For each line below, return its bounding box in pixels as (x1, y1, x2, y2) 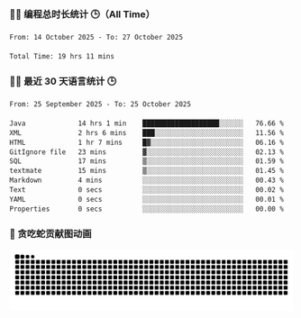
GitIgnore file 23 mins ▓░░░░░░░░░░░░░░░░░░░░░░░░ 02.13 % (9, 147, 284, 157)
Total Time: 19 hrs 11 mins (9, 52, 115, 61)
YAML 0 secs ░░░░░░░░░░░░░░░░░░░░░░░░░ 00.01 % (9, 195, 284, 204)
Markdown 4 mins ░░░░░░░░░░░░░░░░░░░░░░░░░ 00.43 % (9, 176, 284, 186)
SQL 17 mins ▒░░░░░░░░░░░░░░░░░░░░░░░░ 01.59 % (9, 157, 284, 166)
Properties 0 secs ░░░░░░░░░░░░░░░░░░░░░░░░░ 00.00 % (9, 204, 284, 214)
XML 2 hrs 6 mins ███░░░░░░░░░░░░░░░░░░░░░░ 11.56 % (9, 128, 284, 137)
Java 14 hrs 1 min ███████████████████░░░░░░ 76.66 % (9, 119, 284, 128)
